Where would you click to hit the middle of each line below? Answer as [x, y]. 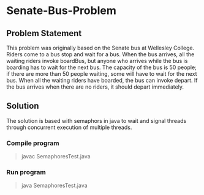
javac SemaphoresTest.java [56, 156]
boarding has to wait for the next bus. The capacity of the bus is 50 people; [102, 67]
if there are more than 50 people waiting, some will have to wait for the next [102, 74]
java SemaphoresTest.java [54, 186]
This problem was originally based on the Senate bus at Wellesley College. [100, 48]
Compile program [33, 143]
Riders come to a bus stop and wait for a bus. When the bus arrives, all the [100, 54]
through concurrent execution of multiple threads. [69, 127]
